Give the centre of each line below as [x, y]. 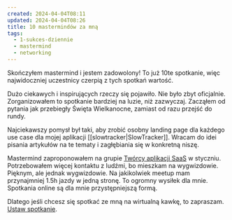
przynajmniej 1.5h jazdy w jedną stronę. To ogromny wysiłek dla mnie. [108, 180]
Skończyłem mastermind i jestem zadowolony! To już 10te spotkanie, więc [114, 73]
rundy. [16, 116]
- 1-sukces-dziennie [43, 40]
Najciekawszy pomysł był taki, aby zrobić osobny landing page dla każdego [116, 130]
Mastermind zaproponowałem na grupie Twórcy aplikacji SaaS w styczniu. [114, 158]
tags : [15, 33]
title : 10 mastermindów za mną [53, 27]
